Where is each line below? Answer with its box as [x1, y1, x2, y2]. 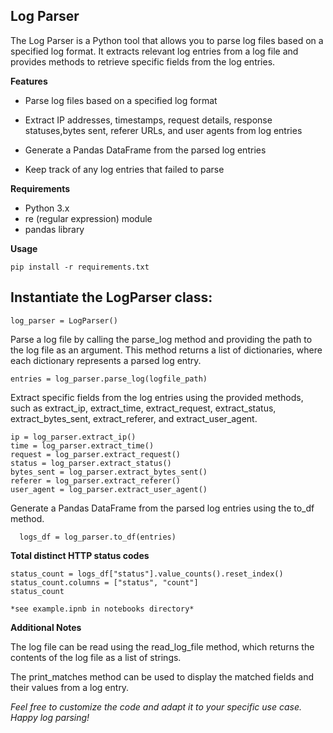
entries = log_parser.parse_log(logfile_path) [10, 374, 208, 384]
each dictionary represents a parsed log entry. [10, 354, 202, 366]
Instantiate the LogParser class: [10, 289, 213, 306]
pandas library [24, 223, 85, 235]
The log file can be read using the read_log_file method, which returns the [10, 640, 315, 653]
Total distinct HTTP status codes [10, 549, 150, 561]
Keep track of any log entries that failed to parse [24, 163, 225, 175]
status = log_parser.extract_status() [10, 458, 172, 468]
